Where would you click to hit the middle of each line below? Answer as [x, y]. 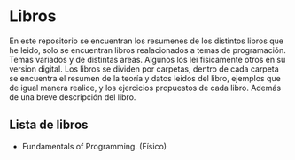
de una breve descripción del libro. [73, 97]
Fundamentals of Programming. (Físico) [94, 146]
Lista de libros [49, 125]
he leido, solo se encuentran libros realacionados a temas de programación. [147, 50]
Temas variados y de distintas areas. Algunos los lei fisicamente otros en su [147, 59]
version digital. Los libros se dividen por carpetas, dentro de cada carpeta [144, 69]
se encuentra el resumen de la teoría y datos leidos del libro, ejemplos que [145, 78]
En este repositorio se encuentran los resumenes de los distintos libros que [147, 41]
